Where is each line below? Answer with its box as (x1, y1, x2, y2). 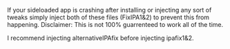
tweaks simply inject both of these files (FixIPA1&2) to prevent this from (7, 13, 209, 21)
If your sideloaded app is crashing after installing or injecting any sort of (7, 6, 212, 14)
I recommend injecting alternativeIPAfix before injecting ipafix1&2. (7, 34, 195, 42)
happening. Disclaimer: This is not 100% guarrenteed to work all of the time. (7, 21, 224, 28)
